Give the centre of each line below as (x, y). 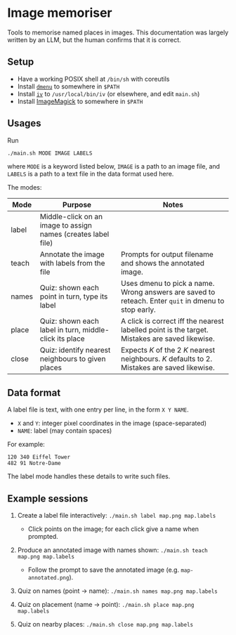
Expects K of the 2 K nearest (168, 351)
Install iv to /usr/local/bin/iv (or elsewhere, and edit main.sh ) (109, 93)
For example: (26, 445)
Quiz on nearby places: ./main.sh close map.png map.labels (105, 624)
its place (71, 339)
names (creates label (74, 235)
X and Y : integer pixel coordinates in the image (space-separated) (112, 424)
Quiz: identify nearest (75, 351)
